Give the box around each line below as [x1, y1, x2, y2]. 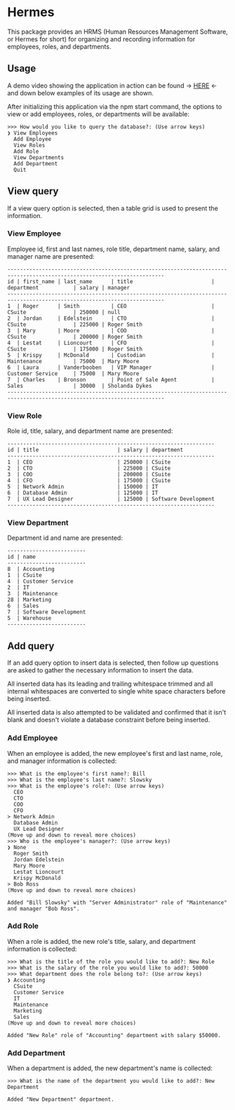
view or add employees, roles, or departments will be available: [7, 109, 190, 118]
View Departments [13, 154, 65, 161]
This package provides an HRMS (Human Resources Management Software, [7, 27, 228, 36]
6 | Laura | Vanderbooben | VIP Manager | [7, 364, 215, 371]
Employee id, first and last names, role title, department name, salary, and [7, 245, 220, 253]
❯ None [7, 844, 27, 851]
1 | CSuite [7, 572, 42, 579]
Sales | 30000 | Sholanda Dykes [7, 382, 152, 389]
